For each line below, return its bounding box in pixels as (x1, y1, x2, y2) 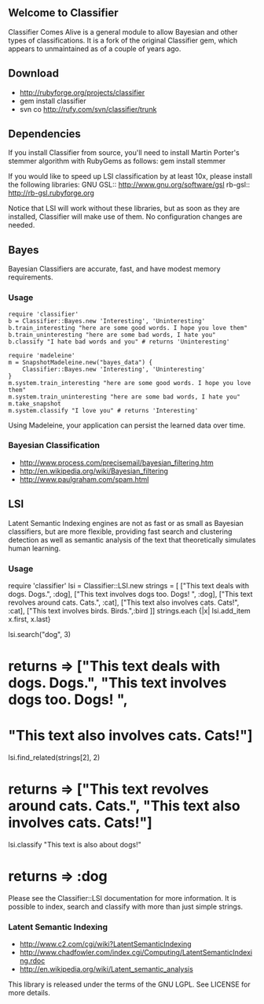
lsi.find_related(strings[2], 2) (8, 753, 101, 762)
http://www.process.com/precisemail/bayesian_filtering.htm (19, 458, 214, 467)
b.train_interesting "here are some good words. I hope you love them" (8, 324, 247, 332)
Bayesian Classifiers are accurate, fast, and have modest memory (8, 264, 222, 274)
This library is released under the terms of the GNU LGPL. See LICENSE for (8, 980, 251, 989)
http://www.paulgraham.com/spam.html (19, 474, 149, 483)
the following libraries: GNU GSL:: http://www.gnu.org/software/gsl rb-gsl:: (8, 180, 251, 190)
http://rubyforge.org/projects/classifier (19, 87, 145, 97)
